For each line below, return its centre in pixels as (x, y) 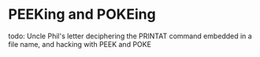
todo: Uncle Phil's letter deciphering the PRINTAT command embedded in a (130, 36)
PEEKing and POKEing (82, 14)
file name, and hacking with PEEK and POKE (80, 44)
